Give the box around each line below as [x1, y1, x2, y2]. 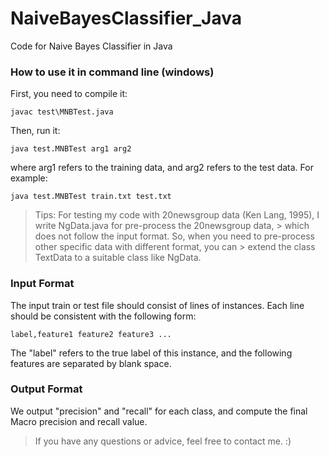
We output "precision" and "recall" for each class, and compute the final [10, 405, 308, 417]
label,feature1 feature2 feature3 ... [10, 329, 172, 339]
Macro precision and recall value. [10, 415, 148, 427]
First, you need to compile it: [10, 88, 128, 100]
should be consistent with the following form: [10, 310, 197, 322]
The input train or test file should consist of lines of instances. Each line [10, 299, 305, 311]
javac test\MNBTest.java [10, 107, 114, 117]
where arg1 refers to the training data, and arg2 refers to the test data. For [10, 162, 314, 174]
